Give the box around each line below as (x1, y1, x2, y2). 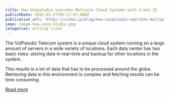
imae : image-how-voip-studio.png (5, 21, 76, 27)
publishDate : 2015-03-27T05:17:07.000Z (5, 12, 90, 17)
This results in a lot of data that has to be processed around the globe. (5, 66, 152, 72)
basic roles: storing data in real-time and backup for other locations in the (5, 51, 159, 57)
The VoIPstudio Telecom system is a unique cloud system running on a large (5, 40, 164, 46)
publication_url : (5, 17, 42, 22)
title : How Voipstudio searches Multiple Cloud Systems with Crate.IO (5, 7, 157, 13)
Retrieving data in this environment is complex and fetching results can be (5, 71, 160, 77)
